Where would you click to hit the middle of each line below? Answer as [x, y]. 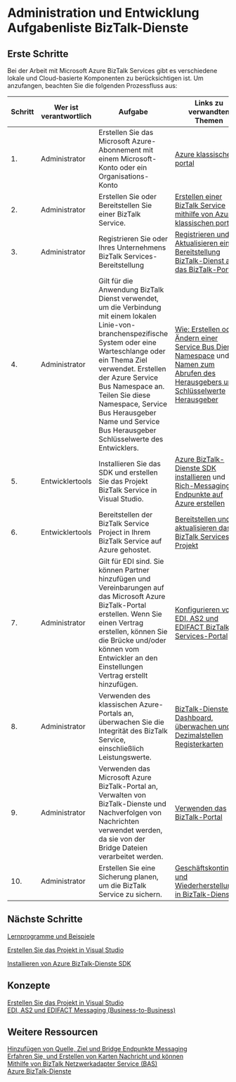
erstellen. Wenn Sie [130, 614]
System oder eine [127, 342]
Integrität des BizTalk [133, 731]
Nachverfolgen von [130, 812]
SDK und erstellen [128, 472]
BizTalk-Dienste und [132, 804]
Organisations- [124, 176]
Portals [110, 713]
